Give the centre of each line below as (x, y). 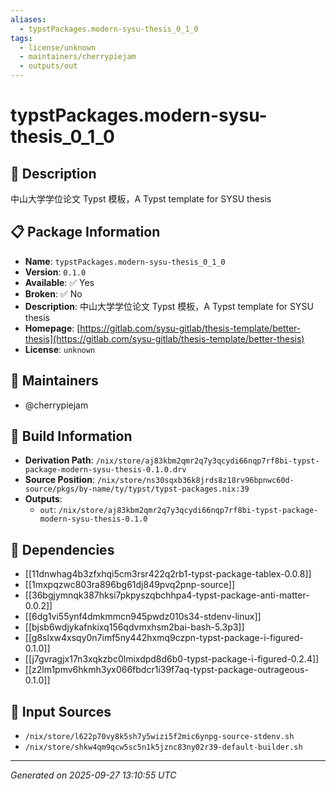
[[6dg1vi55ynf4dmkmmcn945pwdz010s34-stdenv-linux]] (143, 617)
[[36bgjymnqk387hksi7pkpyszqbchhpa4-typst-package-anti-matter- (167, 595)
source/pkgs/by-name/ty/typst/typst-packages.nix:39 (137, 489)
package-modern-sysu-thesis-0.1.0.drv (105, 470)
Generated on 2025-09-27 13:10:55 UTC (93, 775)
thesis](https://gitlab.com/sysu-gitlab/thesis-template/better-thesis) (164, 338)
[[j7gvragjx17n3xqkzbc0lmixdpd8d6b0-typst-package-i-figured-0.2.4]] (172, 659)
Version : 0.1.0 (55, 272)
